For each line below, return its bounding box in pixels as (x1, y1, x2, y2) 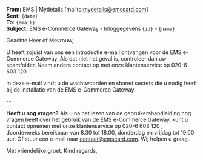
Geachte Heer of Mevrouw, (6, 37, 74, 44)
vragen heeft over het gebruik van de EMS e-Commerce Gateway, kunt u (6, 116, 188, 123)
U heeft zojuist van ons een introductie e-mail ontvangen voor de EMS (6, 48, 182, 56)
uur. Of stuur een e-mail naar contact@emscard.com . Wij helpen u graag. (6, 135, 190, 142)
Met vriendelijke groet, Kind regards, (6, 147, 98, 154)
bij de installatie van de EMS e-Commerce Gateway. (6, 86, 136, 93)
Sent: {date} (6, 12, 38, 19)
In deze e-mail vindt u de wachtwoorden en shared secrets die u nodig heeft (6, 79, 198, 87)
